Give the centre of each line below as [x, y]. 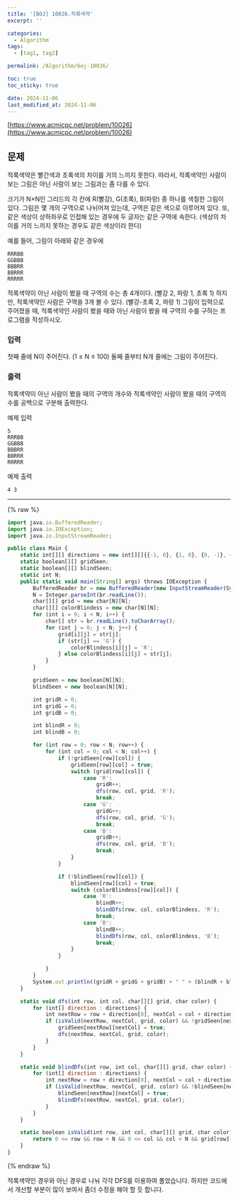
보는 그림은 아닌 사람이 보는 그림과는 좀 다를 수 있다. [79, 184]
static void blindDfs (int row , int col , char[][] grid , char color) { [126, 1067]
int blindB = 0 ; [57, 732]
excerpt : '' [25, 21]
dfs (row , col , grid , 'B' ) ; [136, 844]
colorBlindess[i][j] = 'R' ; [112, 648]
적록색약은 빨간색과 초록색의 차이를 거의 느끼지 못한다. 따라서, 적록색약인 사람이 [117, 175]
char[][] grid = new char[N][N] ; [82, 601]
